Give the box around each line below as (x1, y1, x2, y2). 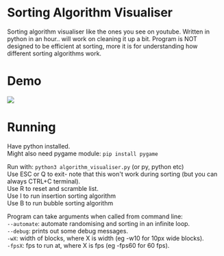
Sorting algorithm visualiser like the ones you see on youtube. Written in (7, 27, 210, 36)
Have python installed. (7, 142, 71, 150)
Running (7, 120, 56, 135)
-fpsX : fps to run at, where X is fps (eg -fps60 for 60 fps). (7, 241, 170, 249)
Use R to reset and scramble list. (7, 184, 99, 192)
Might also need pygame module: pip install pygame (7, 149, 159, 157)
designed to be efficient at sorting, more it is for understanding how (7, 42, 198, 50)
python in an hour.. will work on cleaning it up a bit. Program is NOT (7, 34, 197, 42)
